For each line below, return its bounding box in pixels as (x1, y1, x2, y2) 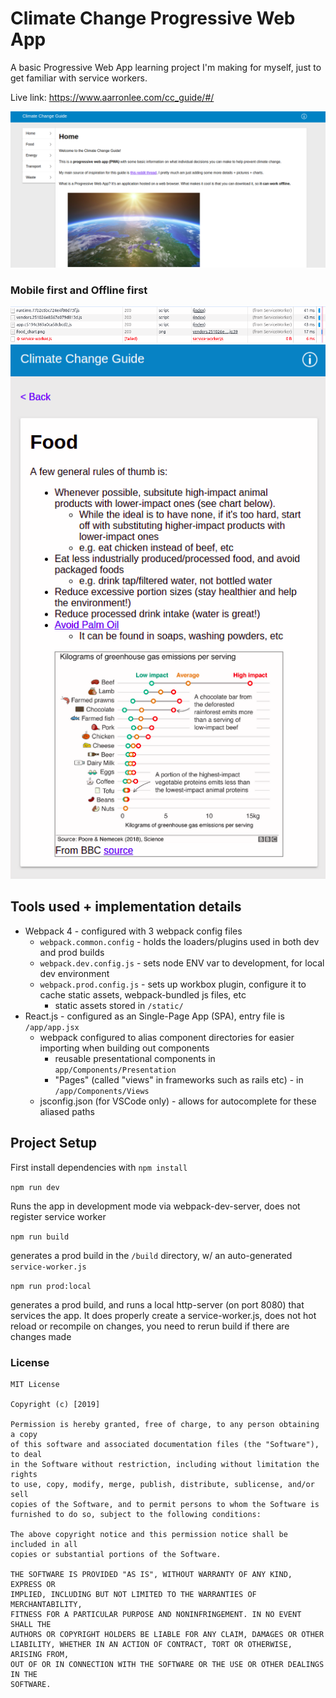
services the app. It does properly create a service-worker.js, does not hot (10, 1309, 317, 1321)
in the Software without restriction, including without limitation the (10, 1459, 320, 1469)
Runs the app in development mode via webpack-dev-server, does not (10, 1200, 301, 1212)
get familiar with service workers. (10, 72, 148, 84)
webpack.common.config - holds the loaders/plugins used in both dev (39, 935, 320, 947)
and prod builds (39, 946, 105, 958)
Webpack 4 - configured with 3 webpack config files (24, 925, 243, 937)
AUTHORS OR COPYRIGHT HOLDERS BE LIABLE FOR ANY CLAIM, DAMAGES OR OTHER (10, 1629, 325, 1639)
